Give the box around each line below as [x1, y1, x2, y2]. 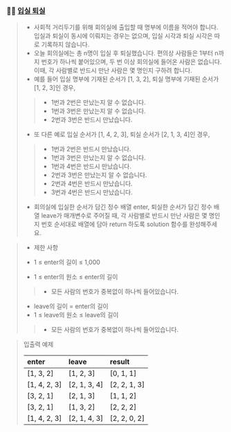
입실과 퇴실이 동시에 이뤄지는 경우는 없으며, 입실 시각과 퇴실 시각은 [33, 32, 213, 40]
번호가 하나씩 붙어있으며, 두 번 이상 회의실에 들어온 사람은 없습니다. [41, 57, 222, 66]
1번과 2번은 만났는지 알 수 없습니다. [50, 98, 146, 106]
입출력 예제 [23, 340, 54, 348]
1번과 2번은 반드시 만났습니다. [50, 145, 132, 153]
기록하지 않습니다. [41, 40, 90, 49]
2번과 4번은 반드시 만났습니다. [50, 180, 133, 188]
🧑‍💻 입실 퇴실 [6, 6, 46, 15]
